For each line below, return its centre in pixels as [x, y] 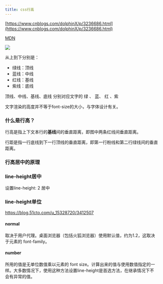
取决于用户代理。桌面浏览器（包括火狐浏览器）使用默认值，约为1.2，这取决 [80, 235]
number [13, 253]
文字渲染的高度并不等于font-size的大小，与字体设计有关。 [63, 106]
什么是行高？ [20, 120]
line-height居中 [24, 176]
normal [12, 224]
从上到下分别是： [22, 57]
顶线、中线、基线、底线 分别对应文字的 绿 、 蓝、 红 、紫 [62, 96]
